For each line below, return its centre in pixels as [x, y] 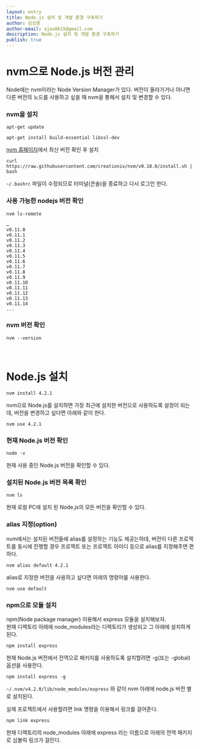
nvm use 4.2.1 [24, 424]
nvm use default [27, 589]
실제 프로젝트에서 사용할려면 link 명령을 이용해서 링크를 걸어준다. [82, 709]
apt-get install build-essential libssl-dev [63, 138]
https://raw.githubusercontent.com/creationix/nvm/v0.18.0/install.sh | [99, 167]
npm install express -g [36, 677]
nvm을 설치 [22, 114]
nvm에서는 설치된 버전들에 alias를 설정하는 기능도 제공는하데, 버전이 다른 [92, 539]
